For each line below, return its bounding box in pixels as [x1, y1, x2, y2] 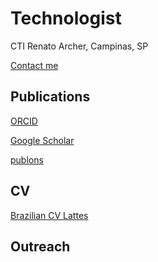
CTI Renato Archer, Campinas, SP [10, 40, 149, 52]
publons [10, 153, 44, 166]
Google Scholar [10, 134, 75, 146]
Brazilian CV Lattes [10, 209, 89, 221]
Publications [10, 88, 91, 106]
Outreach [10, 238, 71, 255]
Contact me [10, 59, 59, 71]
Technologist [10, 7, 122, 30]
